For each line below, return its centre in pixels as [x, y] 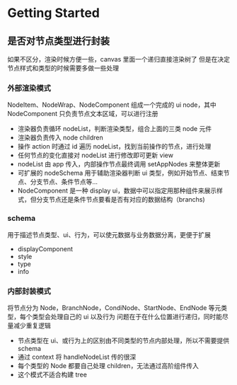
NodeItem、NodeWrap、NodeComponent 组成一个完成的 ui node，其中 [112, 105]
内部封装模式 [29, 291]
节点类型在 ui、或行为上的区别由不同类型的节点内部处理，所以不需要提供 [123, 340]
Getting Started [54, 13]
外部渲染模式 [29, 88]
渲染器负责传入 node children [60, 138]
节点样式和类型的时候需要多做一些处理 [63, 68]
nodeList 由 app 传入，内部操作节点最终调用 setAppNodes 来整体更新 [119, 164]
